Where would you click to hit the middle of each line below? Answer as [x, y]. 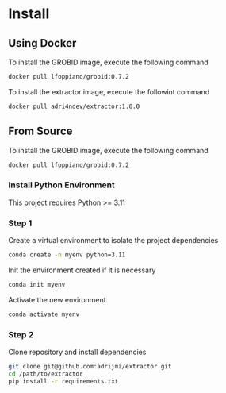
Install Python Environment [61, 185]
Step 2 [21, 334]
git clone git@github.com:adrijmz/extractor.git [90, 366]
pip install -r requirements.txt [63, 381]
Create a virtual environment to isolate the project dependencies [113, 241]
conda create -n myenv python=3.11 [67, 255]
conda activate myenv [44, 314]
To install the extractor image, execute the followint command [109, 91]
